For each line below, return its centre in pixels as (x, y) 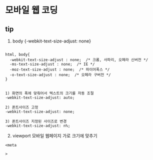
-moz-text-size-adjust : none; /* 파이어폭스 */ (60, 69)
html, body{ (17, 54)
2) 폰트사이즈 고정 (22, 107)
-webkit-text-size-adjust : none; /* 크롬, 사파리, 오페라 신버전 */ (79, 60)
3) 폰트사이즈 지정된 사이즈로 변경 (36, 121)
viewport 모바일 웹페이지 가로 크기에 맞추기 (55, 136)
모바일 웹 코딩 (31, 10)
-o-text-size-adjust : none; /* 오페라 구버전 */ (60, 75)
